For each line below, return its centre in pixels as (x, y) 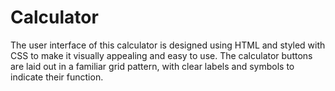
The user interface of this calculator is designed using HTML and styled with (168, 45)
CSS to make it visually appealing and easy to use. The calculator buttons (161, 55)
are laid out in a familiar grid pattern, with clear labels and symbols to (152, 66)
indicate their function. (57, 77)
